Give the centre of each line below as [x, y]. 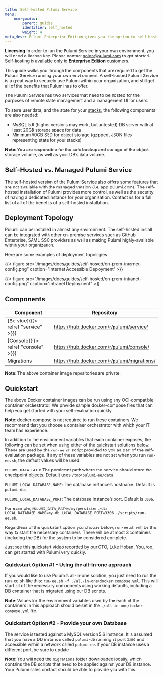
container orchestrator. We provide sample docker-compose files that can [79, 405]
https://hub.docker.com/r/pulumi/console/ [102, 347]
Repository [105, 313]
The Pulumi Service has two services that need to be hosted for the [72, 95]
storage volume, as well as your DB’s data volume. [55, 154]
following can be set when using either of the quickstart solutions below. [77, 445]
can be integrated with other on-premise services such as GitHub [70, 235]
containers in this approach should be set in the [53, 606]
